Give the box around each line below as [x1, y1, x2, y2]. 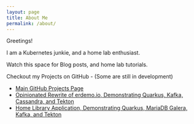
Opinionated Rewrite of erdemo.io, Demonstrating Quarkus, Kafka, [15, 91, 183, 99]
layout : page [6, 9, 40, 15]
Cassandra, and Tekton [15, 98, 75, 105]
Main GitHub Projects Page [15, 85, 84, 92]
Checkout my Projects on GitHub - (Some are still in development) [6, 73, 173, 80]
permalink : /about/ [6, 20, 56, 26]
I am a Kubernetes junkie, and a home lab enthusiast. [6, 49, 140, 56]
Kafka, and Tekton [15, 111, 62, 118]
